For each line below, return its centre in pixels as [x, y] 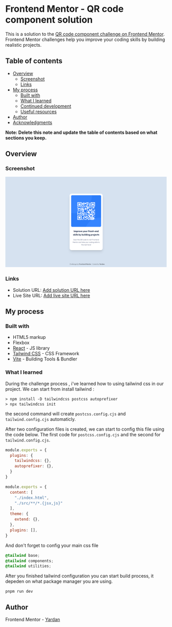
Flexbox [21, 343]
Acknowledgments [33, 122]
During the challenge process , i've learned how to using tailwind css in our [84, 383]
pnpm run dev [19, 592]
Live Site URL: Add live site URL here [51, 295]
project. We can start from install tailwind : [50, 389]
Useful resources [39, 111]
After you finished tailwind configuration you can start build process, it [80, 576]
